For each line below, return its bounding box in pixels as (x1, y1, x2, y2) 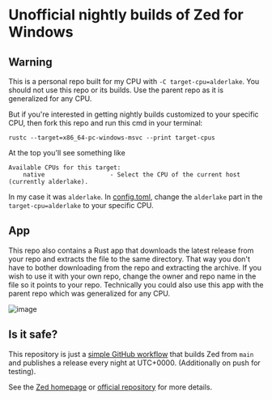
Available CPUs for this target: (8, 164, 121, 172)
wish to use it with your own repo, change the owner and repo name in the (8, 271, 257, 281)
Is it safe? (8, 328, 58, 342)
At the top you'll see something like (8, 148, 125, 157)
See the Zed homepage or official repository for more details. (8, 382, 213, 392)
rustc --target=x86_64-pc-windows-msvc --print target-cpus (8, 134, 216, 142)
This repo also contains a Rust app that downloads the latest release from (8, 245, 254, 255)
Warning (8, 55, 53, 69)
